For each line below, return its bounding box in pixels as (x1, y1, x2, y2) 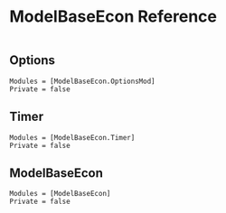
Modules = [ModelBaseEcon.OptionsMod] (9, 77, 155, 86)
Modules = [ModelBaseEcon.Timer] (9, 133, 136, 142)
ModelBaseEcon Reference (9, 6, 217, 27)
